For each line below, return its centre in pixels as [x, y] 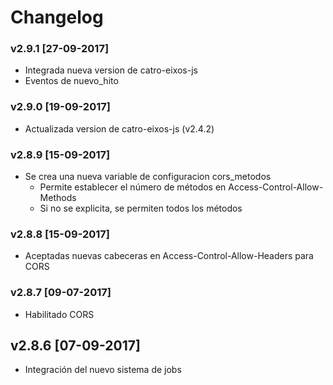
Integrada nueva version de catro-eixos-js [111, 70]
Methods [58, 198]
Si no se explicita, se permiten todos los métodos [141, 208]
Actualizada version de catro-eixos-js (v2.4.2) [119, 128]
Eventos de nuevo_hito [71, 81]
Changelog [57, 17]
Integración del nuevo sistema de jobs [103, 370]
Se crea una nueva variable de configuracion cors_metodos [148, 177]
